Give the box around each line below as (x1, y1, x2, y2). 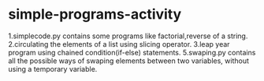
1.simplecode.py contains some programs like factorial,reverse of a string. (8, 31, 248, 40)
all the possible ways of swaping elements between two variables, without (8, 56, 250, 65)
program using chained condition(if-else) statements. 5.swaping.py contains (8, 48, 256, 57)
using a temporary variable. (8, 64, 98, 73)
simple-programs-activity (8, 5, 182, 23)
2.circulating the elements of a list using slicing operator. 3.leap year (8, 39, 230, 48)
